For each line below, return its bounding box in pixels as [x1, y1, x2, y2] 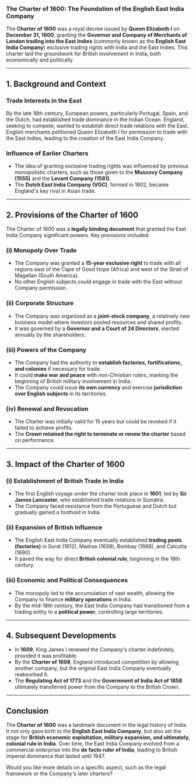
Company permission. [14, 285, 68, 292]
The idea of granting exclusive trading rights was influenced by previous [14, 163, 188, 170]
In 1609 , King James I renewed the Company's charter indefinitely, [14, 646, 176, 653]
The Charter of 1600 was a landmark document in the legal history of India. [6, 722, 188, 729]
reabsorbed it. [14, 671, 49, 678]
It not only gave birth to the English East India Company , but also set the [6, 728, 181, 735]
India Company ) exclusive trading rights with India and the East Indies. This [6, 44, 188, 51]
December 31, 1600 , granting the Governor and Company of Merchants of [6, 32, 188, 39]
